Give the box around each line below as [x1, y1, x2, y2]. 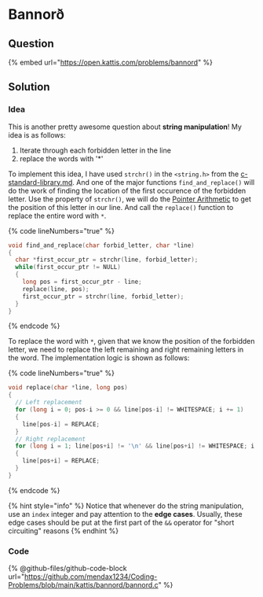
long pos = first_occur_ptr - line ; [22, 278, 143, 286]
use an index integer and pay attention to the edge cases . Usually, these [8, 509, 243, 518]
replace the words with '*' [19, 153, 104, 163]
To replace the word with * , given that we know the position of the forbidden [8, 337, 255, 346]
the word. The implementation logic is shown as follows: [8, 353, 190, 363]
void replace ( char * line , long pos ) [8, 384, 128, 392]
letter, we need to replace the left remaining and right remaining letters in [8, 345, 244, 355]
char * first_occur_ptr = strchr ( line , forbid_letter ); [15, 256, 199, 264]
